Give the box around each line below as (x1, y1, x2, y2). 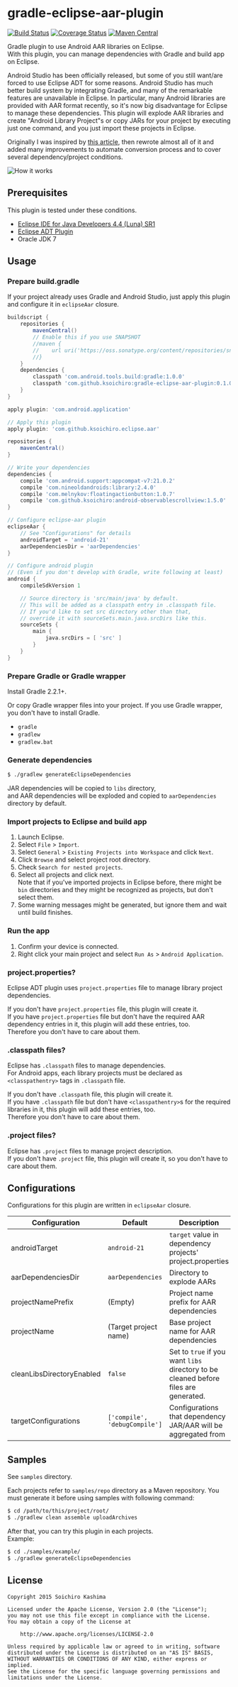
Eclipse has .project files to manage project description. (7, 1146, 174, 1155)
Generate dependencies (7, 754, 92, 764)
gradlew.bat (17, 738, 53, 746)
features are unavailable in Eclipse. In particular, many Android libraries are (7, 94, 226, 102)
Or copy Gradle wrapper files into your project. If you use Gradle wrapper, (7, 700, 223, 709)
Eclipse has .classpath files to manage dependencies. (7, 1061, 166, 1070)
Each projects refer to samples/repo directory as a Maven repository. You (7, 1486, 220, 1495)
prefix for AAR (169, 1297, 217, 1307)
